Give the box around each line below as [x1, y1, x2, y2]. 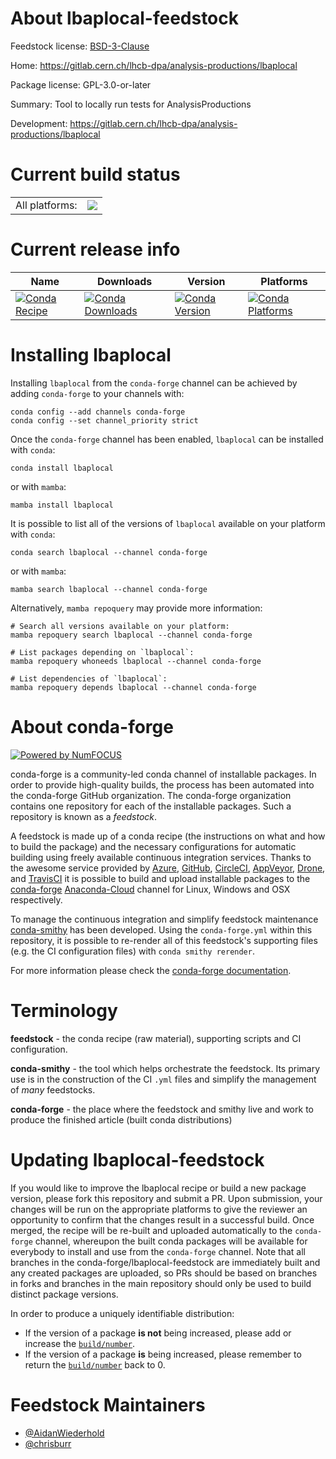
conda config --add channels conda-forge [10, 407, 186, 417]
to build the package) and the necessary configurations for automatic [10, 840, 297, 852]
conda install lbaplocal [10, 463, 114, 473]
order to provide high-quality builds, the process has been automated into [10, 778, 315, 791]
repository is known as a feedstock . [10, 810, 158, 822]
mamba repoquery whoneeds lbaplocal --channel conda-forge [10, 656, 262, 666]
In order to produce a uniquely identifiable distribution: [10, 1307, 235, 1319]
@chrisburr [24, 1437, 72, 1449]
